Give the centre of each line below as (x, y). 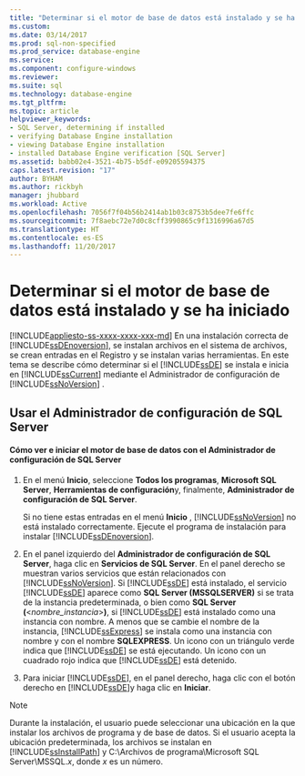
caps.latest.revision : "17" (63, 170)
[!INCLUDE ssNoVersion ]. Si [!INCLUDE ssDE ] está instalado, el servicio (154, 582)
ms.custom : (30, 26)
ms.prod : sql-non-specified (63, 43)
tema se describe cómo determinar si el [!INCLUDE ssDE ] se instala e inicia (149, 365)
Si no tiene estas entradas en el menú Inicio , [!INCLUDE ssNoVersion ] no (159, 517)
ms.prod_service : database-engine (75, 52)
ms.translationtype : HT (55, 229)
